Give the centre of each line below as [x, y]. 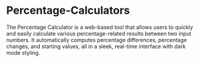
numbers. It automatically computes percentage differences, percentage [97, 40]
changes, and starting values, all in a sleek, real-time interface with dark [96, 46]
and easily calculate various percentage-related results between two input [99, 33]
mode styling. [23, 52]
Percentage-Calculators [68, 11]
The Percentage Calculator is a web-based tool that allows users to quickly [100, 27]
